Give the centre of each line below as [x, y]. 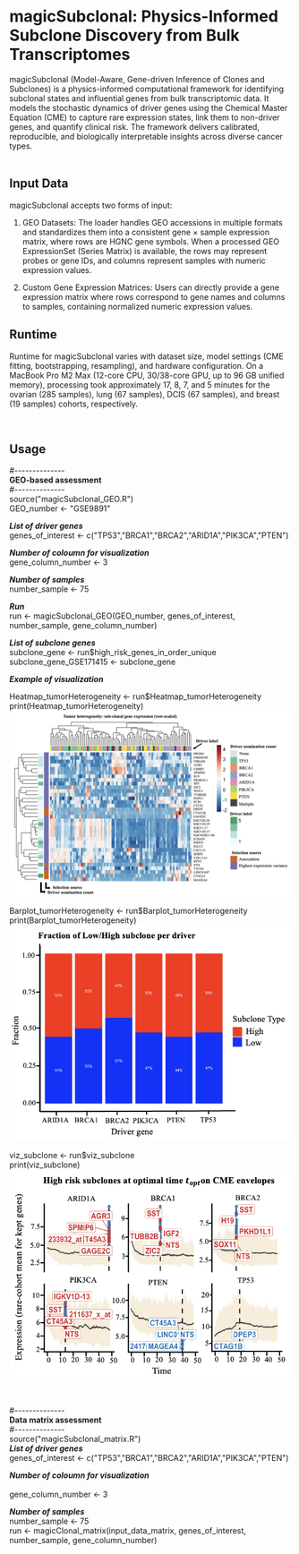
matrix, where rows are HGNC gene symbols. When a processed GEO [151, 241]
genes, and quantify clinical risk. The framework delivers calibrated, [134, 126]
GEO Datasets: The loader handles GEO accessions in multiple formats [153, 222]
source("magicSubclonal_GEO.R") [72, 499]
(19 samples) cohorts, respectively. [74, 404]
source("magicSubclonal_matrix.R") [75, 1439]
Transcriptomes [70, 55]
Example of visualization [56, 679]
